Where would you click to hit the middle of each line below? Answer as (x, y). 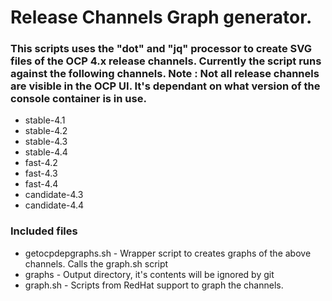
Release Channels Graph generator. (161, 17)
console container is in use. (78, 99)
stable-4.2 (46, 131)
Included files (44, 231)
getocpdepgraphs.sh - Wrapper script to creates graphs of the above (168, 253)
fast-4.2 (41, 163)
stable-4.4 (46, 152)
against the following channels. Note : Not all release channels (165, 74)
